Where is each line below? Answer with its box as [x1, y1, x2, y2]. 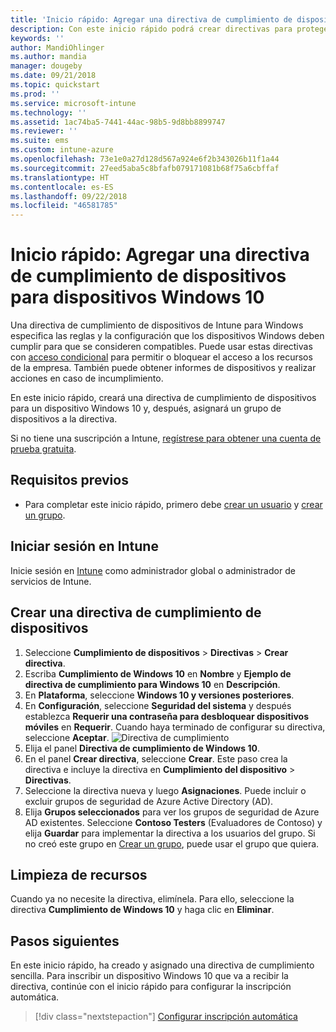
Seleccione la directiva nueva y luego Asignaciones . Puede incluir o [24, 784, 307, 796]
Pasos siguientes [10, 932, 120, 950]
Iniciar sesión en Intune [10, 538, 159, 555]
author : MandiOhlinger [10, 42, 105, 53]
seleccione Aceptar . [24, 731, 110, 743]
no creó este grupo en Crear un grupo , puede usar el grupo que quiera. [24, 837, 320, 850]
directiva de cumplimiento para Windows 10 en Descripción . [24, 678, 281, 690]
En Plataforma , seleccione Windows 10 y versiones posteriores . [24, 689, 295, 701]
